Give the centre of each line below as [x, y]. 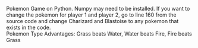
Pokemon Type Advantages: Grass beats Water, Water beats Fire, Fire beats [99, 34]
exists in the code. [29, 27]
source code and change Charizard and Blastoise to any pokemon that [92, 21]
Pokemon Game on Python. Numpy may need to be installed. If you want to [98, 9]
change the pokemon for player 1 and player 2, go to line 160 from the [91, 15]
